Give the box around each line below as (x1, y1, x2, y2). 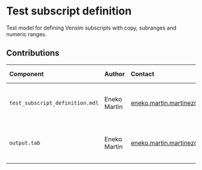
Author (104, 69, 125, 78)
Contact (130, 69, 155, 78)
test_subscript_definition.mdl (9, 99, 99, 106)
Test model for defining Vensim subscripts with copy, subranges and (6, 24, 176, 31)
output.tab (9, 139, 40, 146)
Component (9, 69, 44, 78)
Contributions (6, 48, 60, 58)
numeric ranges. (6, 30, 47, 37)
